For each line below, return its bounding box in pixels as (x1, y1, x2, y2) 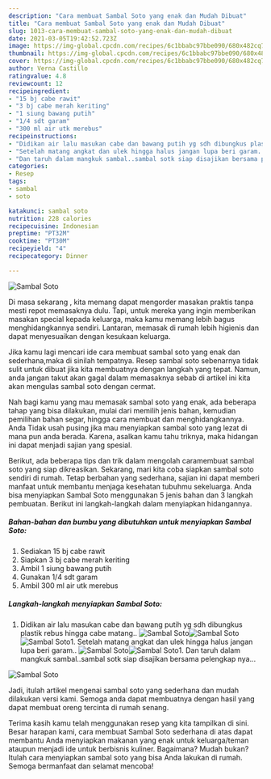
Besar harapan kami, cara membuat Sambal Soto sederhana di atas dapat (8, 726, 253, 736)
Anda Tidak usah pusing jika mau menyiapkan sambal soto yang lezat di (8, 422, 248, 433)
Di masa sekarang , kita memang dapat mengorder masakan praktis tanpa (8, 297, 254, 307)
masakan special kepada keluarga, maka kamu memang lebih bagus (8, 314, 236, 324)
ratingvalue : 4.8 (8, 72, 67, 80)
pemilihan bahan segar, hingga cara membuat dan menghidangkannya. (8, 414, 244, 424)
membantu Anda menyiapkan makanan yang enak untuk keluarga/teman (8, 735, 249, 745)
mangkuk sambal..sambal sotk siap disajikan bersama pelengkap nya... (19, 654, 256, 663)
